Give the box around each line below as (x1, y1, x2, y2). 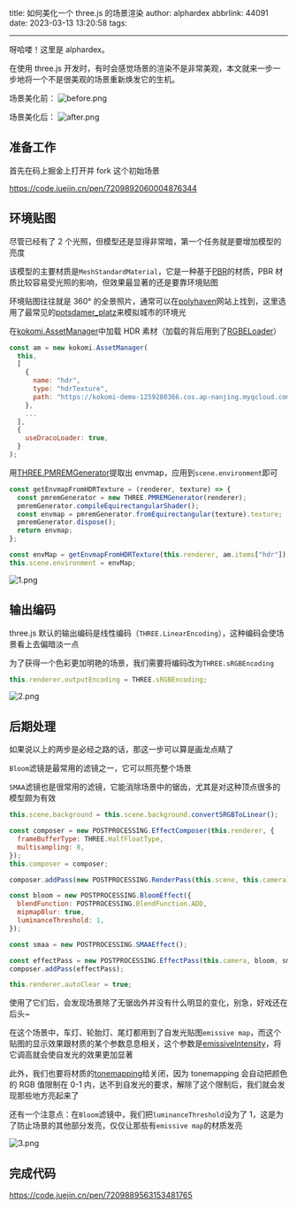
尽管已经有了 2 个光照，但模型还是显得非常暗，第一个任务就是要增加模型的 (9, 235, 282, 246)
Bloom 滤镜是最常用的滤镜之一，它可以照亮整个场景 (9, 763, 192, 774)
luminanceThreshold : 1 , (17, 916, 104, 925)
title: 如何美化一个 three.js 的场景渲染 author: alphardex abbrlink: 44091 (9, 8, 270, 18)
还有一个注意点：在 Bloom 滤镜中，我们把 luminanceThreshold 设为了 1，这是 (9, 1109, 277, 1120)
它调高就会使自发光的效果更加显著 (9, 1050, 133, 1060)
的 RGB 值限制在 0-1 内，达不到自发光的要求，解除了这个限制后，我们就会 (9, 1079, 278, 1090)
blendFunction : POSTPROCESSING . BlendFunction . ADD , (17, 899, 208, 909)
